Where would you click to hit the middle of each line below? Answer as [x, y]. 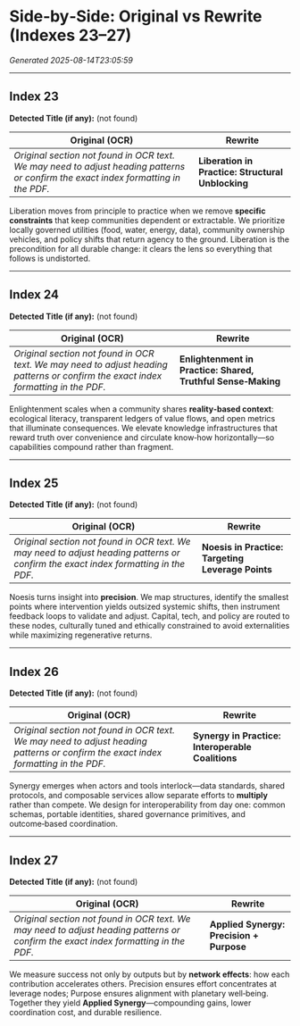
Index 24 [34, 295]
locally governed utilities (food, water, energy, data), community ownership [147, 229]
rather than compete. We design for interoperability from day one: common [147, 805]
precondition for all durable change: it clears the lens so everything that [141, 248]
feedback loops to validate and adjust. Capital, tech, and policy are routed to [150, 616]
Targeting [223, 558]
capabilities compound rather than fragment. [92, 446]
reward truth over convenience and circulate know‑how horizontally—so [142, 437]
